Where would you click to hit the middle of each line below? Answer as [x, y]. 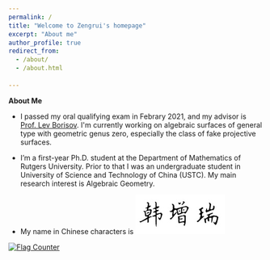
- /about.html [39, 69]
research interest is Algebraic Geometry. [87, 183]
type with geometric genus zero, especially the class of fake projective [138, 133]
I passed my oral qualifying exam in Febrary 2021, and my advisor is [133, 116]
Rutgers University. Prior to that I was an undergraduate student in [130, 166]
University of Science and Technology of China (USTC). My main [128, 174]
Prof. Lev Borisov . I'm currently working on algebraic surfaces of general [141, 124]
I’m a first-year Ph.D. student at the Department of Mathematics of [130, 157]
